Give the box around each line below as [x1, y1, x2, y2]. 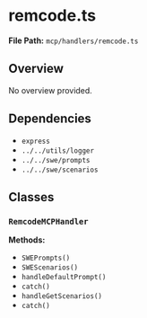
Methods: [8, 234, 46, 245]
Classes [8, 190, 55, 205]
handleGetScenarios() [21, 292, 102, 301]
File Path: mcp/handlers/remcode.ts [8, 35, 139, 46]
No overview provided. [8, 84, 93, 95]
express [21, 137, 50, 146]
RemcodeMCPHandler [8, 216, 89, 226]
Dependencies [8, 111, 91, 127]
